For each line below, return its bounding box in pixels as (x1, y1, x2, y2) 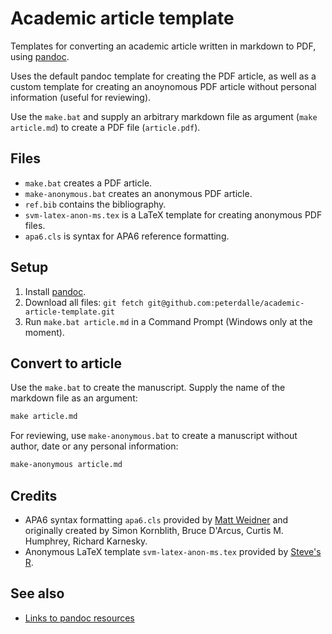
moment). (24, 326, 65, 338)
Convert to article (10, 355, 122, 372)
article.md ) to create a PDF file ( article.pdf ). (10, 121, 201, 133)
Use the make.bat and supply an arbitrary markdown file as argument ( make (10, 110, 318, 122)
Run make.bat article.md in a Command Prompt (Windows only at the (24, 315, 313, 327)
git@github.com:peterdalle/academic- (147, 298, 305, 308)
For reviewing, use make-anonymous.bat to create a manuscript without (10, 430, 298, 442)
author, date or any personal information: (10, 440, 179, 452)
